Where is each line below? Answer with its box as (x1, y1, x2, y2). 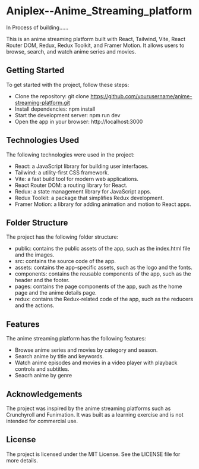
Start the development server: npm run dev (14, 111, 121, 118)
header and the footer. (14, 277, 70, 284)
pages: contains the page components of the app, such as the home (14, 283, 182, 290)
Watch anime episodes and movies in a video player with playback (14, 359, 178, 367)
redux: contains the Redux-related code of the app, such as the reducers (14, 296, 194, 303)
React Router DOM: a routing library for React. (14, 182, 128, 189)
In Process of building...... (6, 24, 69, 31)
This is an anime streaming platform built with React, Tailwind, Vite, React (6, 35, 186, 42)
